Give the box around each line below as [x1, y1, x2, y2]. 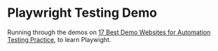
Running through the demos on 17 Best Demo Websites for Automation [7, 28, 211, 36]
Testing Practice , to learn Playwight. [7, 35, 111, 43]
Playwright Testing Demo [7, 5, 158, 21]
